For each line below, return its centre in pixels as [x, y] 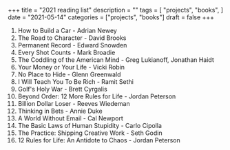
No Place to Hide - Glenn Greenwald [69, 74]
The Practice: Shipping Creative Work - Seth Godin [90, 133]
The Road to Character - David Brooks [72, 38]
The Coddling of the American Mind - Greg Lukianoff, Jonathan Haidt [116, 60]
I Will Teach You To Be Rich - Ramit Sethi [75, 82]
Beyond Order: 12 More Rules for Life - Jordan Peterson [97, 96]
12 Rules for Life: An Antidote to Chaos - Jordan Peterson [99, 140]
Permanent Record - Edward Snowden [72, 45]
